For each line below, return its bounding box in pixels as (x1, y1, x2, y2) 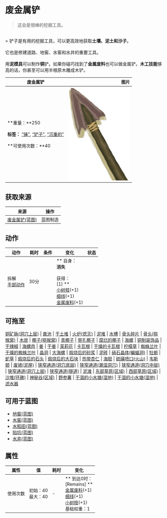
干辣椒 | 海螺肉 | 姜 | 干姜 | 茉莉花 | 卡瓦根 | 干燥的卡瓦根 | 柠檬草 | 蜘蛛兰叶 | (5, 343, 161, 349)
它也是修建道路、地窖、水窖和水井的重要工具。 (5, 49, 101, 55)
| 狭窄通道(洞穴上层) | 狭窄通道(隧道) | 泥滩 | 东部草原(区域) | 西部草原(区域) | (5, 368, 161, 374)
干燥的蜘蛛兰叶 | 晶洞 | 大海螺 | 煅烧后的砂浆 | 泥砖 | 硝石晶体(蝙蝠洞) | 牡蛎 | (5, 350, 161, 356)
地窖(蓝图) (12, 410, 34, 416)
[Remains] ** (65, 481, 93, 487)
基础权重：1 (65, 506, 90, 512)
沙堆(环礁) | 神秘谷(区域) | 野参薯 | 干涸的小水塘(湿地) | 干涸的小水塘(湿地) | (5, 375, 158, 381)
